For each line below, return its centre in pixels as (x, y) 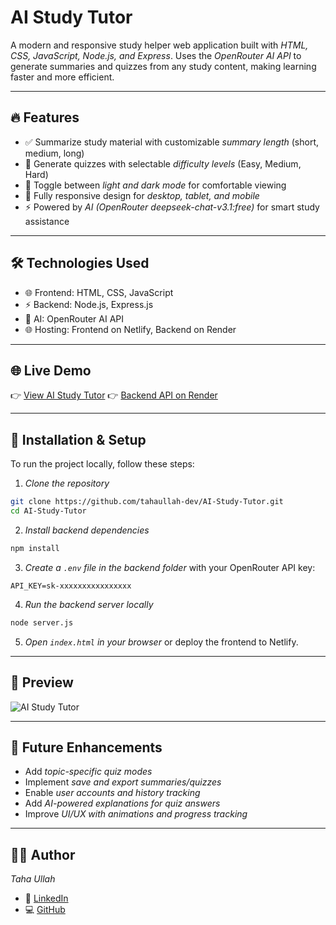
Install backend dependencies (87, 530)
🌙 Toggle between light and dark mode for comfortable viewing (155, 185)
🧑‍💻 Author (43, 854)
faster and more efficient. (62, 77)
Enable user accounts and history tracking (112, 793)
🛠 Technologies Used (80, 263)
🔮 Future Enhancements (86, 747)
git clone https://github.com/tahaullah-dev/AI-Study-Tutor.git (147, 502)
